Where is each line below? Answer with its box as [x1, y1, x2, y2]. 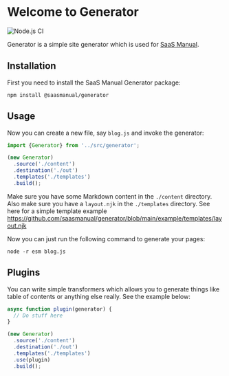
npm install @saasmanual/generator [7, 91, 109, 98]
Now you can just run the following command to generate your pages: [7, 234, 205, 243]
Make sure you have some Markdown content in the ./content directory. [7, 192, 212, 200]
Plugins [7, 267, 41, 278]
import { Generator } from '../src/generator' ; [7, 142, 140, 148]
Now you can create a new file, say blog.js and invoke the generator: [7, 129, 204, 137]
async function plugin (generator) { [7, 305, 112, 313]
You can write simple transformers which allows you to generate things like [7, 285, 220, 293]
